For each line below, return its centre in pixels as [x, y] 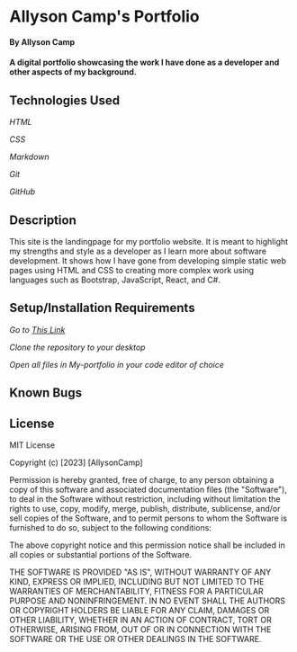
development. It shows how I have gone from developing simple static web [148, 261]
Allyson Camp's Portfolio [104, 17]
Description [43, 220]
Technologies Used [64, 100]
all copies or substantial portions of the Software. [100, 555]
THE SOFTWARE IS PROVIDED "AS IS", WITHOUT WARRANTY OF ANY [140, 572]
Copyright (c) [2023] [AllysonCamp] [76, 463]
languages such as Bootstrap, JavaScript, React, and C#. [115, 280]
